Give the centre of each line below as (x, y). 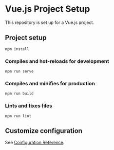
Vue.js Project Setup (47, 9)
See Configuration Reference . (35, 143)
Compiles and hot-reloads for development (57, 61)
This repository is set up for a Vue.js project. (49, 22)
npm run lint (18, 116)
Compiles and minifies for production (50, 83)
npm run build (19, 94)
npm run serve (19, 72)
